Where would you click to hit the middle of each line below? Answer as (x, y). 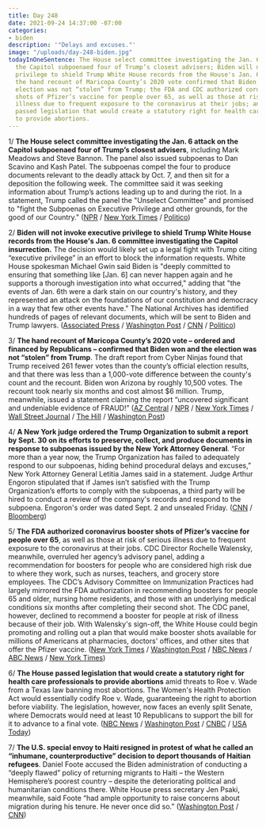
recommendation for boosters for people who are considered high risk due (130, 565)
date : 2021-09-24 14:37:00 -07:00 (65, 23)
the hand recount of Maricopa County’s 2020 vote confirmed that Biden (136, 82)
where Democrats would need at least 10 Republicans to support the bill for (131, 715)
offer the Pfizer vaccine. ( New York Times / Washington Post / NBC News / (130, 649)
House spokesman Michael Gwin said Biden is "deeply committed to (120, 266)
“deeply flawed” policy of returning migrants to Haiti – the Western (116, 772)
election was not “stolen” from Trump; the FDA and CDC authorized (129, 89)
